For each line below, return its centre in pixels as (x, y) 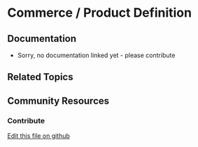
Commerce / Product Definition (100, 13)
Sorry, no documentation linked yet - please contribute (96, 55)
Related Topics (40, 77)
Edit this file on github (38, 136)
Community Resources (58, 101)
